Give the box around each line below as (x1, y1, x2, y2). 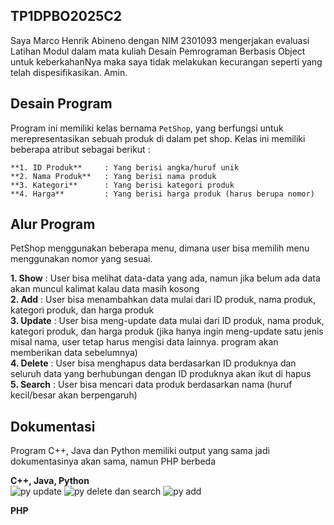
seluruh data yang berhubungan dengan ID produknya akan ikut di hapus (10, 368, 312, 380)
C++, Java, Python (10, 475, 90, 487)
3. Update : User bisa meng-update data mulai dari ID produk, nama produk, (10, 315, 325, 327)
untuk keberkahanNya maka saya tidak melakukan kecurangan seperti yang (10, 55, 323, 68)
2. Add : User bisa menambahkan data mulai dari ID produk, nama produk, (10, 294, 317, 306)
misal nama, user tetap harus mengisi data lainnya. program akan (10, 336, 279, 348)
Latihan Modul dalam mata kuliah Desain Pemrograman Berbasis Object (10, 45, 306, 57)
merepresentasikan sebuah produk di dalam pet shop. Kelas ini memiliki (10, 132, 306, 144)
